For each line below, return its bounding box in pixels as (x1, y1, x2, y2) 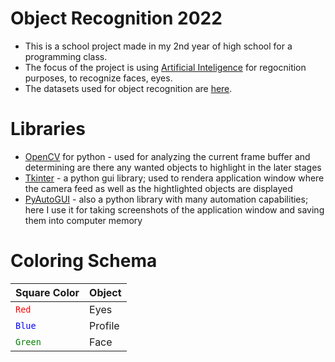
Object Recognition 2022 (10, 7, 223, 30)
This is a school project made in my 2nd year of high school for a (24, 40, 293, 52)
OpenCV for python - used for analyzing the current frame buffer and (24, 150, 311, 162)
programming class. (24, 50, 108, 62)
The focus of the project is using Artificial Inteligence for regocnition (24, 61, 307, 73)
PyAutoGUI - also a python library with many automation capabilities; (24, 193, 309, 205)
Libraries (10, 118, 86, 141)
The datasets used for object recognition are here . (24, 82, 233, 94)
